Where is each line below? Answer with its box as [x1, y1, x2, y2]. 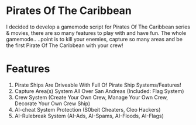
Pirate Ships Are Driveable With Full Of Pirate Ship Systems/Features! [14, 81, 181, 88]
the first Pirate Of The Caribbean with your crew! [6, 42, 123, 49]
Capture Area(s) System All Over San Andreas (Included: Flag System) [14, 87, 184, 94]
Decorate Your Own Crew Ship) [14, 100, 91, 107]
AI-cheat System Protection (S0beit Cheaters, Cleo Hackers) [14, 106, 161, 113]
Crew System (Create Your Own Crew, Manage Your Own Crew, [14, 94, 169, 101]
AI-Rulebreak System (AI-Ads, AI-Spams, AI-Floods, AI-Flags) [14, 112, 164, 119]
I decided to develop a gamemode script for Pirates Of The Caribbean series [6, 23, 190, 30]
